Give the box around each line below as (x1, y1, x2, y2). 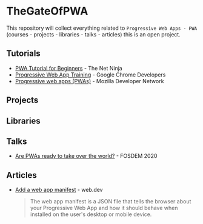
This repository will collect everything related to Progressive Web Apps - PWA (6, 24, 198, 32)
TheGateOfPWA (6, 4, 88, 18)
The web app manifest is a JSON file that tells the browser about (30, 198, 191, 205)
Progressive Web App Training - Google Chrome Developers (15, 71, 166, 78)
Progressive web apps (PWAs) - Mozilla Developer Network (15, 77, 164, 84)
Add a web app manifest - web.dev (15, 186, 103, 194)
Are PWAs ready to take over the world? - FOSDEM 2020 (15, 152, 158, 160)
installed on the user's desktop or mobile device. (30, 211, 152, 218)
